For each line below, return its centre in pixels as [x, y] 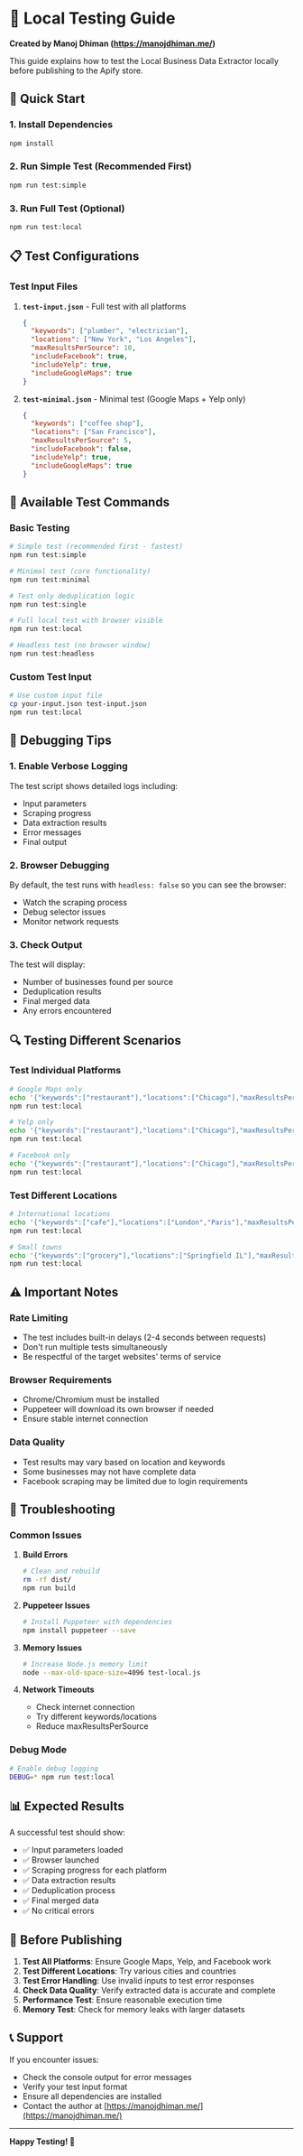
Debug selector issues [64, 912]
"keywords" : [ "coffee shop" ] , [87, 423]
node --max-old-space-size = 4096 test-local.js [111, 1673]
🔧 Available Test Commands [89, 502]
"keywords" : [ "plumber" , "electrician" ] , [110, 331]
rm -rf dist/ [47, 1580]
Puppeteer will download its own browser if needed [118, 1409]
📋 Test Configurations [74, 256]
